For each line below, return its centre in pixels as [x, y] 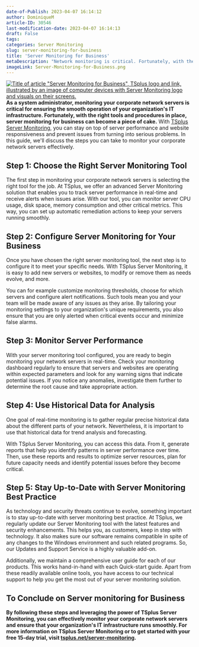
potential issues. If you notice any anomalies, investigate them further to [94, 380]
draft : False [22, 34]
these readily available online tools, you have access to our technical [90, 573]
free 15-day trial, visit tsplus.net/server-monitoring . [71, 638]
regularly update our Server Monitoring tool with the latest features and [93, 524]
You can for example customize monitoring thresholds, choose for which [95, 291]
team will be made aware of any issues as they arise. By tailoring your [91, 303]
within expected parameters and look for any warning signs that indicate [94, 374]
